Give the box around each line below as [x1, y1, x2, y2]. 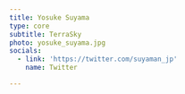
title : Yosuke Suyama [9, 13, 90, 22]
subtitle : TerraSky [9, 30, 82, 38]
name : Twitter [25, 64, 78, 73]
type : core [9, 21, 50, 30]
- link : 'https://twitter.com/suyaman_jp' [17, 55, 178, 64]
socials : [9, 47, 42, 56]
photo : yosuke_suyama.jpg [9, 38, 105, 47]
